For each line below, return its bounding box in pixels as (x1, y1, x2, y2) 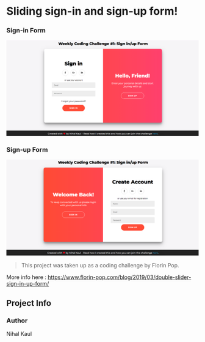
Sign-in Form (6, 26, 46, 35)
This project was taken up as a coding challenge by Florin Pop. (21, 262, 179, 269)
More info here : (6, 273, 47, 281)
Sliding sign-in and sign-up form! (6, 4, 178, 18)
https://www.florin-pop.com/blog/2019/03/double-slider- (48, 273, 192, 281)
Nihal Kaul (6, 330, 32, 338)
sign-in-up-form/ (6, 280, 49, 288)
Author (6, 316, 28, 325)
